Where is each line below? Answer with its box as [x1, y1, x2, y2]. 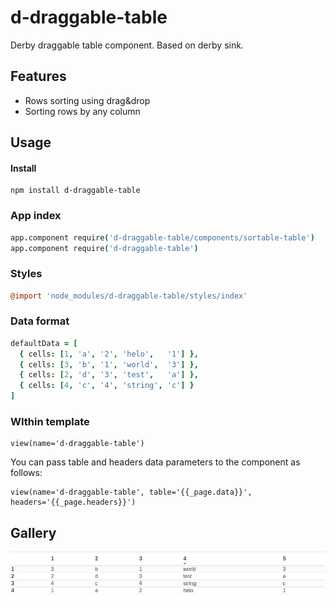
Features [10, 68, 67, 85]
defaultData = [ [10, 338, 78, 348]
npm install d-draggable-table [10, 186, 141, 196]
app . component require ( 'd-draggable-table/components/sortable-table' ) [10, 232, 315, 243]
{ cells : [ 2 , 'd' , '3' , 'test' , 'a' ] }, [19, 370, 199, 380]
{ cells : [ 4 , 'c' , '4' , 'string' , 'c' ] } [19, 381, 195, 391]
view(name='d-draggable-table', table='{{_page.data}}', [10, 487, 253, 498]
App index [10, 209, 62, 223]
